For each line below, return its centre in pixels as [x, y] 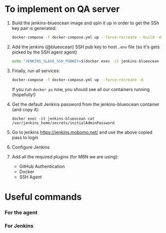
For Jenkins [19, 226]
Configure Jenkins [31, 147]
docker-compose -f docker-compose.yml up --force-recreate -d [78, 80]
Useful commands [43, 197]
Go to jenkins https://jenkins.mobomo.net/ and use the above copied [82, 132]
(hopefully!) [24, 94]
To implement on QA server [62, 9]
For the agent [21, 212]
